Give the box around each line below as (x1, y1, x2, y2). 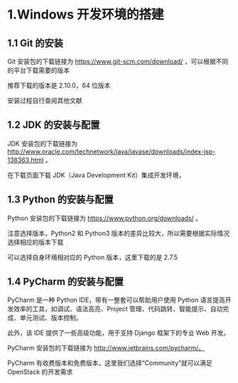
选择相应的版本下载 (7, 237, 64, 246)
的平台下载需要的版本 (7, 66, 70, 75)
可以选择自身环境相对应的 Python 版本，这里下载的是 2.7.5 (7, 253, 178, 261)
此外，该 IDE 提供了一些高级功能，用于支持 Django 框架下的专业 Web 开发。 (7, 328, 230, 338)
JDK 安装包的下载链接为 (7, 139, 78, 148)
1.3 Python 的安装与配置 (7, 193, 114, 206)
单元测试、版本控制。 (19, 313, 82, 322)
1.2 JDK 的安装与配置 (7, 119, 100, 131)
